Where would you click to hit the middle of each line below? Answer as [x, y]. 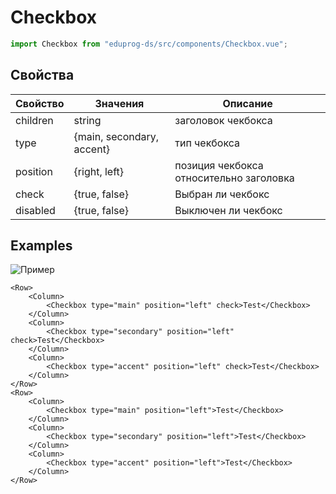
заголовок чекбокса [223, 120]
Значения [119, 103]
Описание [247, 103]
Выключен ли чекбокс [228, 210]
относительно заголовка [234, 178]
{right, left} [99, 171]
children [34, 120]
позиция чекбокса [219, 165]
